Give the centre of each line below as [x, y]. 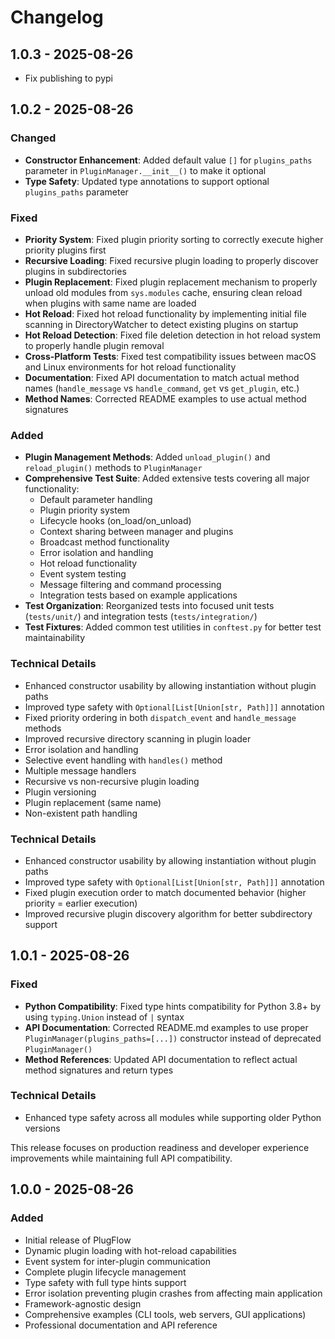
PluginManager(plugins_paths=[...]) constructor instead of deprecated [173, 1038]
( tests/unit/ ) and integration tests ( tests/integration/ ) [141, 617]
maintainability [55, 638]
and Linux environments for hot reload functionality [130, 367]
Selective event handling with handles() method [123, 760]
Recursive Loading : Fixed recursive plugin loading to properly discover [171, 260]
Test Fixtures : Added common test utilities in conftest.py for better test [173, 627]
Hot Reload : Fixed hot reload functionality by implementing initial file [165, 313]
